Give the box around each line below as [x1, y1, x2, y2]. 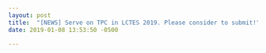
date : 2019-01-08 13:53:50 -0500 [8, 26, 119, 34]
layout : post [8, 11, 51, 19]
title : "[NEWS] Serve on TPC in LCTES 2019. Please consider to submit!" [8, 19, 260, 26]
